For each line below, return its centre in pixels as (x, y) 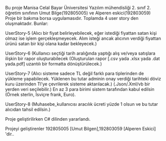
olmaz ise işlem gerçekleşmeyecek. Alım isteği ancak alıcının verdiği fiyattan (83, 38)
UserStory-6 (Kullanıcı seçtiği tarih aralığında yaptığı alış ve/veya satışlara (80, 53)
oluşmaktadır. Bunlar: (27, 23)
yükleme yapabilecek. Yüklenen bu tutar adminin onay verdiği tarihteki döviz (83, 79)
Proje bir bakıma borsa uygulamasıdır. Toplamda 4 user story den (72, 18)
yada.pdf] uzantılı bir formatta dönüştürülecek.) (54, 64)
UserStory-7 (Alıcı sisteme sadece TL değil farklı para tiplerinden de (75, 73)
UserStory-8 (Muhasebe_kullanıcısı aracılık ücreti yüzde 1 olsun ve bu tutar (82, 104)
